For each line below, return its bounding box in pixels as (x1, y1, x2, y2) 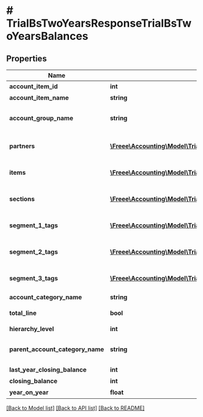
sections (9, 195, 35, 203)
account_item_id (9, 82, 59, 91)
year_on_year (9, 388, 49, 396)
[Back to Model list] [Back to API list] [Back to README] (6, 404, 145, 412)
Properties (6, 53, 47, 63)
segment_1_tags (9, 221, 59, 230)
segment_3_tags (9, 274, 59, 282)
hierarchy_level (9, 325, 54, 333)
